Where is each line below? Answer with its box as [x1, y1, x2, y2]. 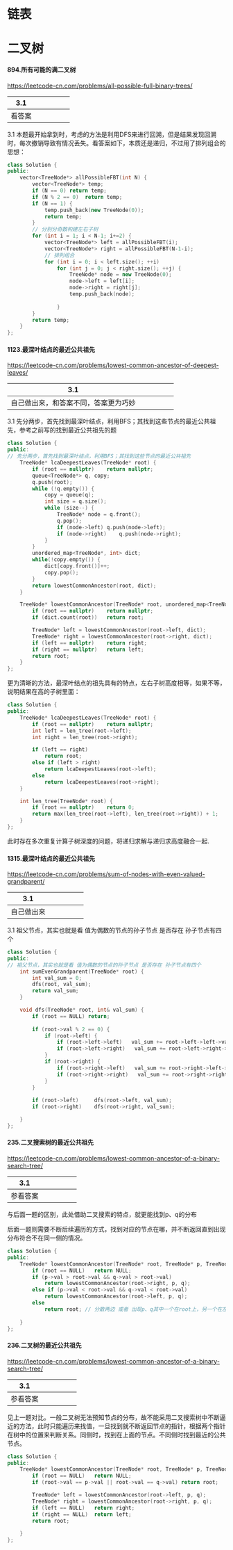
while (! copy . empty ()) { [32, 556, 101, 563]
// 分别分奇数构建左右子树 [32, 226, 98, 233]
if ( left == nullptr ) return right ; [32, 639, 148, 647]
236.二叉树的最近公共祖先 [7, 1341, 82, 1350]
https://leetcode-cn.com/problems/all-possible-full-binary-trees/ [7, 81, 193, 90]
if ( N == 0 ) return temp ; [32, 187, 107, 195]
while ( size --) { [44, 505, 95, 512]
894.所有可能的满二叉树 [7, 65, 76, 74]
